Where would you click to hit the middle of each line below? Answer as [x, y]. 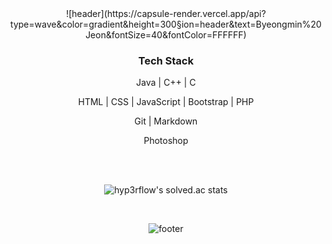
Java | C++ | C [166, 83]
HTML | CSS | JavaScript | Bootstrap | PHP [166, 102]
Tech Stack [166, 60]
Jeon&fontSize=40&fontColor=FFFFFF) [166, 35]
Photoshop [166, 141]
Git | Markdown [166, 121]
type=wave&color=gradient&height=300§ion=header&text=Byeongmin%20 [166, 24]
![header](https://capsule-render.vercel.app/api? [166, 13]
